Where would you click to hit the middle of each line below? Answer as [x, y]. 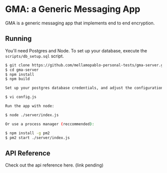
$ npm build [17, 79]
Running [19, 39]
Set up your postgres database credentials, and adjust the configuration [84, 88]
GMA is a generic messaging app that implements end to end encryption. [80, 23]
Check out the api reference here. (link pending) [54, 165]
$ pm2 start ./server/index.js [38, 138]
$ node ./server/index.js [32, 115]
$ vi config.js [21, 97]
